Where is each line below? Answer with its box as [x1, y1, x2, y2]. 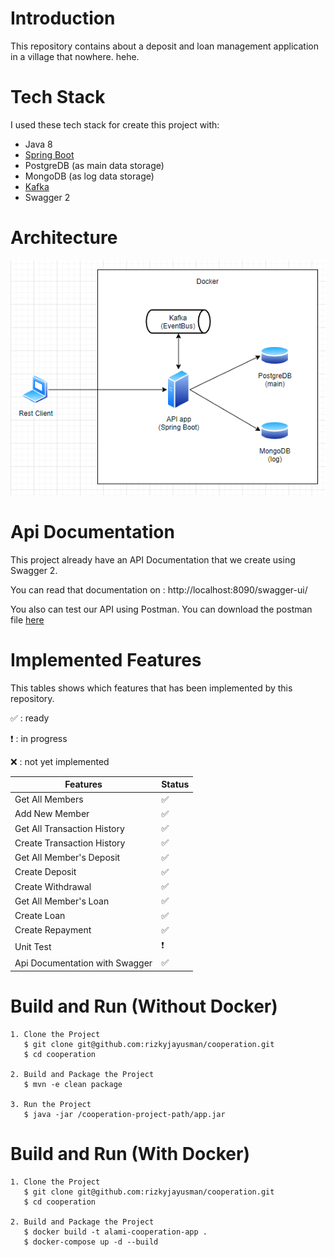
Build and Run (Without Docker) [10, 995, 278, 1018]
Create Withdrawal [14, 880, 92, 892]
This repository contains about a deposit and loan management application [10, 40, 319, 52]
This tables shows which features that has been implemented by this [10, 682, 293, 694]
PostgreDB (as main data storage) [24, 159, 165, 171]
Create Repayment [14, 924, 92, 936]
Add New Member [14, 808, 90, 820]
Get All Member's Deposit [14, 852, 121, 864]
